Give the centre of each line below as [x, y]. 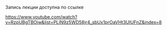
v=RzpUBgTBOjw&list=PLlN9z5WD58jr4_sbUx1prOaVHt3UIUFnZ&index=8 [83, 22]
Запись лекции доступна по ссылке [44, 7]
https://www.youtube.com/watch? [41, 17]
